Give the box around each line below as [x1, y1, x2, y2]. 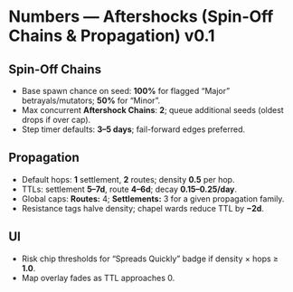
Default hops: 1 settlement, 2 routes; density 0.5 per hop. [21, 174, 235, 184]
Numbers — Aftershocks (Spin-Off [8, 6, 274, 27]
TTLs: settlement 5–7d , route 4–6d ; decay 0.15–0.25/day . [21, 184, 237, 194]
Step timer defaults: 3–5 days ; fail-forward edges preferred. [21, 124, 246, 135]
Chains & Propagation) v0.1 [8, 25, 215, 46]
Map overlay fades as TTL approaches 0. [21, 272, 175, 283]
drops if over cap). [21, 115, 91, 125]
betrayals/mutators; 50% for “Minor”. [21, 95, 161, 106]
